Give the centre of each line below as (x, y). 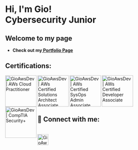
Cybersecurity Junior (51, 20)
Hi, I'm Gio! (28, 9)
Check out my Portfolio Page (43, 50)
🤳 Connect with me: (68, 119)
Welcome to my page (39, 38)
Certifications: (28, 66)
